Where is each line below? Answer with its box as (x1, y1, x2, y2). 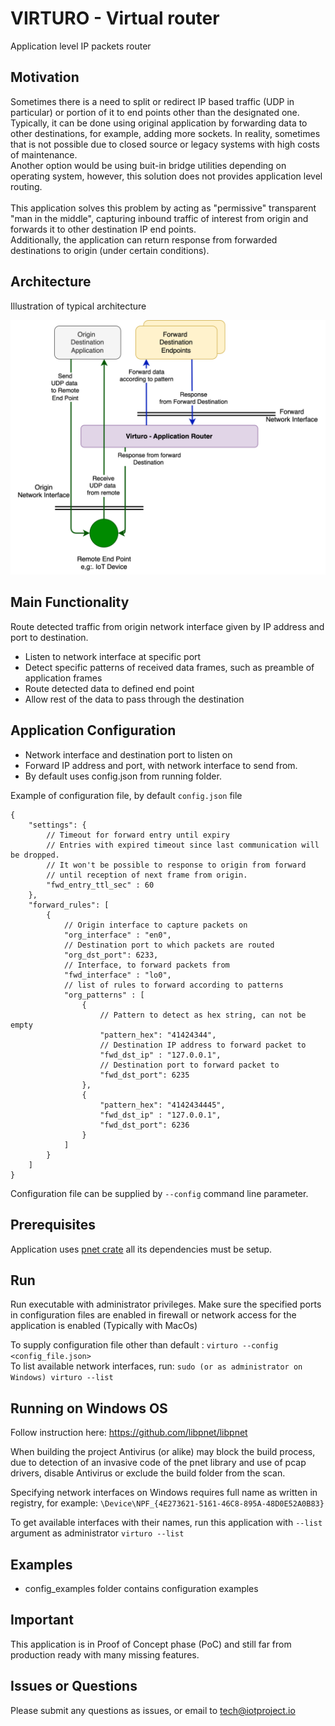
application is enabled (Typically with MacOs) (10, 1320, 198, 1332)
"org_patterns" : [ (63, 990, 145, 1000)
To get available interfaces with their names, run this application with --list (10, 1517, 323, 1529)
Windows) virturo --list (10, 1373, 114, 1383)
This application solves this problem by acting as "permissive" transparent (10, 202, 317, 214)
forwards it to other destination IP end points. (10, 223, 197, 235)
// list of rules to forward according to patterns (63, 980, 284, 990)
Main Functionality (10, 594, 130, 611)
